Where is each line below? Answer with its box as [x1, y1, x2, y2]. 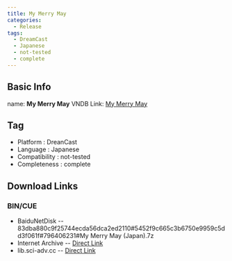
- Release [13, 23, 42, 30]
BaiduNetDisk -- [17, 217, 64, 226]
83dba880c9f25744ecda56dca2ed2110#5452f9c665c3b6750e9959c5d [17, 224, 226, 233]
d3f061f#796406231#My [17, 232, 89, 240]
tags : [7, 29, 23, 37]
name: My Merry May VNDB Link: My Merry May [7, 99, 148, 108]
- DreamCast [13, 36, 49, 43]
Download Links [7, 180, 78, 192]
